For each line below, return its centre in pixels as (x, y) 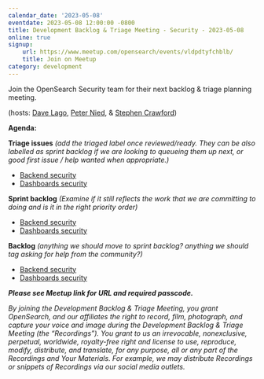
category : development (45, 67)
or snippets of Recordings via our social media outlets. (97, 366)
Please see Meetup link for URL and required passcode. (101, 293)
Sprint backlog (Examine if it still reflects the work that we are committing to (132, 198)
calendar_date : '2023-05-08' (56, 15)
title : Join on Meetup (59, 60)
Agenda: (22, 127)
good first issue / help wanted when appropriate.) (89, 160)
